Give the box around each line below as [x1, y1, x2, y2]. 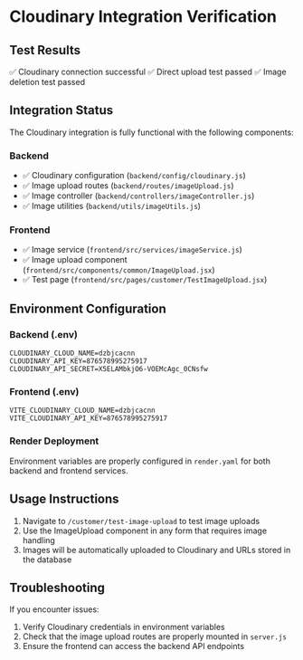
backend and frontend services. [9, 464, 128, 476]
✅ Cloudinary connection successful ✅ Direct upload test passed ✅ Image [9, 66, 287, 77]
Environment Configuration [9, 301, 166, 316]
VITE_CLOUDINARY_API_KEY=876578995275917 [9, 414, 168, 423]
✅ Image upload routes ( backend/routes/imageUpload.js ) [22, 180, 234, 191]
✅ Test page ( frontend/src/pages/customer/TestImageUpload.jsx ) [22, 274, 268, 285]
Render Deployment [9, 435, 99, 447]
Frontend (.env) [9, 386, 80, 398]
